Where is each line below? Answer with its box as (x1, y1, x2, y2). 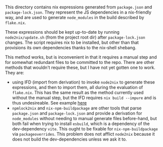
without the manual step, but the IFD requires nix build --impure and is (12, 95, 157, 101)
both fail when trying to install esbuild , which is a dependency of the (12, 121, 150, 126)
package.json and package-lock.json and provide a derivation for (12, 110, 143, 116)
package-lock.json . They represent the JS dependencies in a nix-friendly (5, 9, 152, 15)
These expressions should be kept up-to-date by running (5, 29, 120, 35)
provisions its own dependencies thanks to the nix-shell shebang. (5, 45, 137, 50)
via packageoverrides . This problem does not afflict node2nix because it (12, 131, 155, 137)
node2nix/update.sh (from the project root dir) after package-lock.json (5, 34, 145, 40)
